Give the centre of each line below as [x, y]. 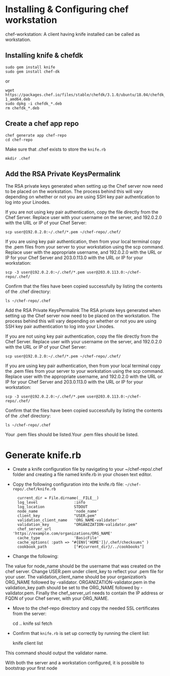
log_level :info [51, 503]
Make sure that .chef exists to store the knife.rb [56, 149]
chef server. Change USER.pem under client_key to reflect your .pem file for [84, 572]
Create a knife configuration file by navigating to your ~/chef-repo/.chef [88, 469]
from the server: [29, 614]
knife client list [28, 643]
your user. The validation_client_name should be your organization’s [76, 577]
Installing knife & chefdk [44, 56]
